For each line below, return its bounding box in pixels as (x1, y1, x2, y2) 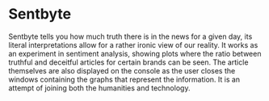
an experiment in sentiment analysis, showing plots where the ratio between (8, 48, 262, 58)
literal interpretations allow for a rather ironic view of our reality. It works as (8, 40, 258, 49)
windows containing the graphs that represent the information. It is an (8, 74, 241, 84)
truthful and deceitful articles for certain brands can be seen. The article (8, 57, 249, 67)
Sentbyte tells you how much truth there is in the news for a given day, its (8, 32, 253, 41)
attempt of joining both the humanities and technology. (8, 82, 191, 93)
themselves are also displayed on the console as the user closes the (8, 65, 236, 75)
